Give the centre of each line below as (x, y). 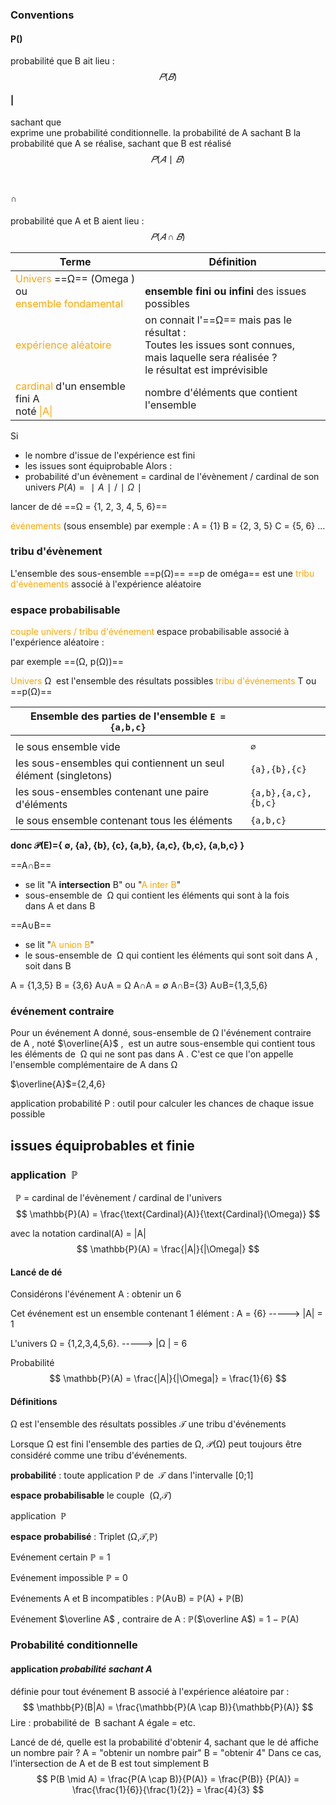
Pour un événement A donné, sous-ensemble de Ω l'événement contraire (161, 1033)
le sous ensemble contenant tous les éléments (124, 821)
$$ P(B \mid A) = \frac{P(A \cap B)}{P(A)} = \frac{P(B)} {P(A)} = (168, 1779)
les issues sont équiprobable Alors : (98, 465)
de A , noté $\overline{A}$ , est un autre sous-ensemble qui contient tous (163, 1044)
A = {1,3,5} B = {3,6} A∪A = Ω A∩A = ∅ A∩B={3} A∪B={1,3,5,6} (139, 985)
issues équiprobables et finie (102, 1145)
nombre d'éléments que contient (221, 392)
